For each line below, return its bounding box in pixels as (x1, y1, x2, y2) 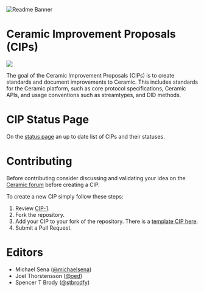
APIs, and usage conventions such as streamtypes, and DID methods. (6, 91, 181, 98)
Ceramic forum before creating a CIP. (6, 181, 100, 188)
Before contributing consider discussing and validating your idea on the (6, 174, 186, 181)
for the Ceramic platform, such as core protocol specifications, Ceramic (6, 84, 186, 92)
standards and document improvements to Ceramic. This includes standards (6, 78, 199, 86)
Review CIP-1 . (15, 205, 50, 212)
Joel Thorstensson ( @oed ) (15, 272, 83, 279)
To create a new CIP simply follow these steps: (6, 192, 124, 200)
